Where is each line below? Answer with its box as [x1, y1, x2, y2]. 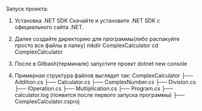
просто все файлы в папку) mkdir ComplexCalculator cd [14, 42, 159, 49]
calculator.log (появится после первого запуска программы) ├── [14, 91, 185, 98]
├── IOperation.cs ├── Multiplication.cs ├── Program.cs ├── [14, 85, 173, 92]
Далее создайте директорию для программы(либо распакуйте [14, 35, 180, 42]
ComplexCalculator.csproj [14, 98, 80, 105]
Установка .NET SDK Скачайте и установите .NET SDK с [14, 17, 161, 24]
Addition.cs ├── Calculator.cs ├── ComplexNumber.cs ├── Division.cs [14, 79, 197, 85]
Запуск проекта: [5, 5, 49, 12]
